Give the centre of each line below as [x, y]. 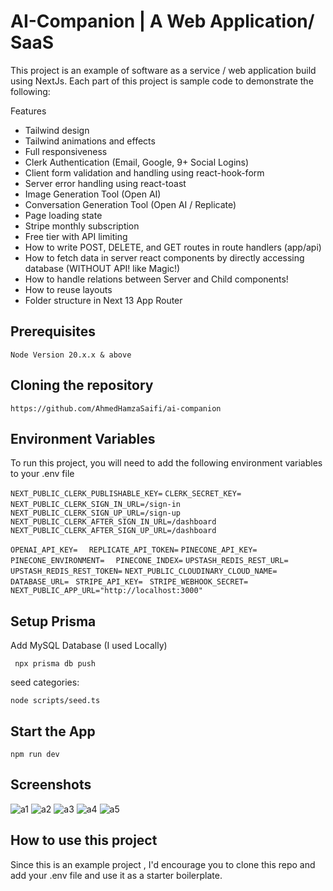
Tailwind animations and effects [90, 141]
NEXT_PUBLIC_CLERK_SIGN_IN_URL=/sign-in [96, 505]
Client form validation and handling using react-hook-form [144, 172]
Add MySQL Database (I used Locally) [89, 646]
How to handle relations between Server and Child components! [156, 279]
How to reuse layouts [68, 289]
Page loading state [63, 215]
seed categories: [45, 682]
